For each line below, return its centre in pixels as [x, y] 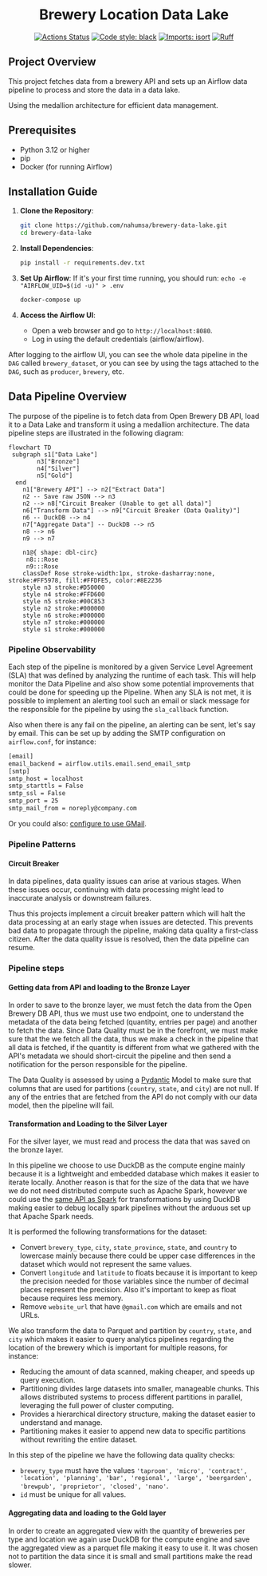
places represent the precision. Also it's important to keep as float [128, 1290]
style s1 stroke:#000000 [64, 629]
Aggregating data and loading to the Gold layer [87, 1513]
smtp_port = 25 [33, 801]
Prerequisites [42, 131]
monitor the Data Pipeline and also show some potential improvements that [131, 683]
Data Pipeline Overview [68, 397]
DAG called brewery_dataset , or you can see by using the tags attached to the [133, 363]
